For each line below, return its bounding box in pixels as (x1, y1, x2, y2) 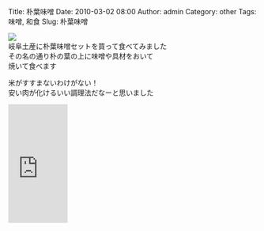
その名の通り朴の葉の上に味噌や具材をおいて (8, 51, 154, 61)
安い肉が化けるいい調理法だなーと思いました (8, 88, 154, 97)
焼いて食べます (8, 62, 57, 70)
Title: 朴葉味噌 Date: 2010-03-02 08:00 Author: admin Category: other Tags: (8, 7, 257, 16)
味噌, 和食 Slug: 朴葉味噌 (8, 17, 89, 26)
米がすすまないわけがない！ (8, 78, 99, 87)
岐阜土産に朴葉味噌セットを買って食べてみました (8, 42, 168, 51)
